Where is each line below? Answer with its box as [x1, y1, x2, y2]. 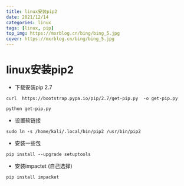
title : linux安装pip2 [6, 8, 58, 15]
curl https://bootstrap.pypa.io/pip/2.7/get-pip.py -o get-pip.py [6, 95, 178, 101]
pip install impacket [6, 174, 60, 180]
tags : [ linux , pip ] [6, 25, 54, 31]
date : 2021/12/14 [6, 14, 49, 20]
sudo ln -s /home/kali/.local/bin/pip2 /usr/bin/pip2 [6, 128, 142, 134]
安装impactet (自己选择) [14, 162, 73, 170]
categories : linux [6, 19, 51, 25]
